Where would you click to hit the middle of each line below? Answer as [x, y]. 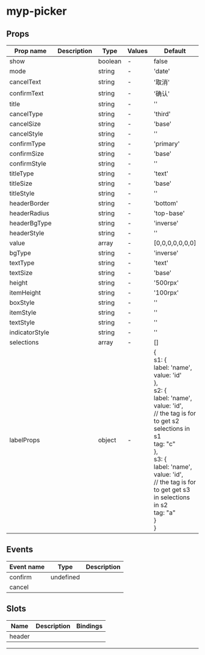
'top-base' [169, 213]
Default [175, 51]
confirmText [27, 93]
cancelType [26, 114]
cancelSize [25, 124]
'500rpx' [166, 283]
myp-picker [37, 11]
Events [20, 550]
